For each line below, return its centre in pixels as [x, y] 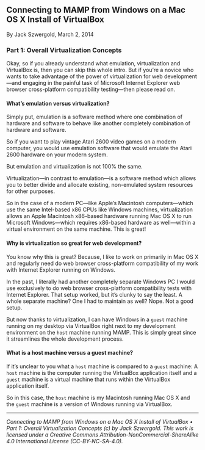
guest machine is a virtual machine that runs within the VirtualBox [88, 379]
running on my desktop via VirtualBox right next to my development [91, 325]
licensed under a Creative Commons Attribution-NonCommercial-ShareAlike [103, 434]
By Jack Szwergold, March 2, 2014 [50, 34]
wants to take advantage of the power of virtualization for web [85, 76]
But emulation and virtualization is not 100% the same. [75, 167]
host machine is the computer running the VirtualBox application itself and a [102, 372]
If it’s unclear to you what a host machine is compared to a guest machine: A [102, 366]
